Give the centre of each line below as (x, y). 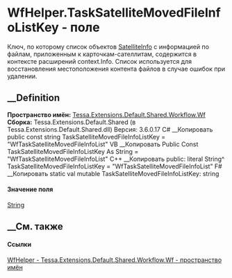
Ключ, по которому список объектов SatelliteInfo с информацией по (108, 46)
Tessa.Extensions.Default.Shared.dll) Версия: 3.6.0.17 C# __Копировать (110, 129)
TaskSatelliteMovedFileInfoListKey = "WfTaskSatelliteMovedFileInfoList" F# (115, 166)
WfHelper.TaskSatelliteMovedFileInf (114, 13)
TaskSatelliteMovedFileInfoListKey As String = (73, 151)
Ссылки (19, 244)
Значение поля (30, 189)
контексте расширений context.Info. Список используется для (100, 61)
